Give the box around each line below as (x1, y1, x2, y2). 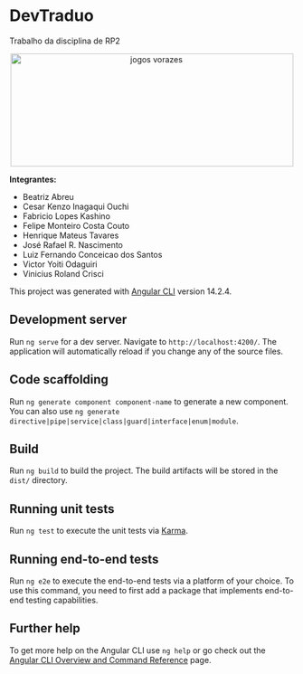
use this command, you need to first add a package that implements (9, 585, 263, 595)
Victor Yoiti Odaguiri (22, 259, 98, 270)
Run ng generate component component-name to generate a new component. (9, 395, 289, 407)
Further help (9, 621, 81, 636)
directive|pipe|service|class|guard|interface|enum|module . (9, 415, 239, 426)
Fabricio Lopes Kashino (22, 210, 111, 222)
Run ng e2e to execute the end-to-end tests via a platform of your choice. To (9, 575, 295, 586)
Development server (9, 312, 128, 328)
